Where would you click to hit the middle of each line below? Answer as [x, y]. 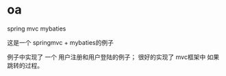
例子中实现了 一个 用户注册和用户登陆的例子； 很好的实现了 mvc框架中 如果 [113, 57]
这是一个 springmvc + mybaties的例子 [61, 42]
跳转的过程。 [25, 65]
